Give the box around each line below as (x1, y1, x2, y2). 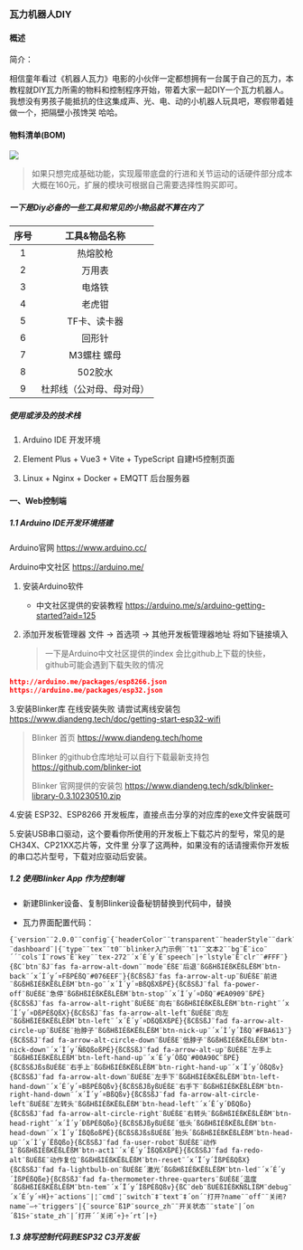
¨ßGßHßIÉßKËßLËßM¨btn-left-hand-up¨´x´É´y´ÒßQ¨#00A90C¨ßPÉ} (9, 1053, 241, 1062)
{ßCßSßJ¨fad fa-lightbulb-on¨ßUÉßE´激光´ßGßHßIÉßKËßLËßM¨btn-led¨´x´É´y (9, 1165, 286, 1174)
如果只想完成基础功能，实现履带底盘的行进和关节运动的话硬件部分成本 (31, 168, 293, 179)
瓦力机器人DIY (9, 7, 72, 20)
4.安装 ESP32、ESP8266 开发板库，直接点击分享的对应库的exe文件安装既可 (9, 809, 291, 819)
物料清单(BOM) (9, 129, 66, 140)
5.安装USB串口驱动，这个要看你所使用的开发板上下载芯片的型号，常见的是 (9, 828, 286, 838)
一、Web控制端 (9, 495, 67, 506)
